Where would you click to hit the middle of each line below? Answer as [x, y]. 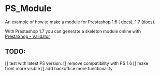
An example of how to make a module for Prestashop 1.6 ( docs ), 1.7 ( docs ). [80, 22]
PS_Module [28, 8]
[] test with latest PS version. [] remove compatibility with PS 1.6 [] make [77, 63]
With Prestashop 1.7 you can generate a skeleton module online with [73, 31]
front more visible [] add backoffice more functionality [59, 68]
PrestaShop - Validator [28, 36]
